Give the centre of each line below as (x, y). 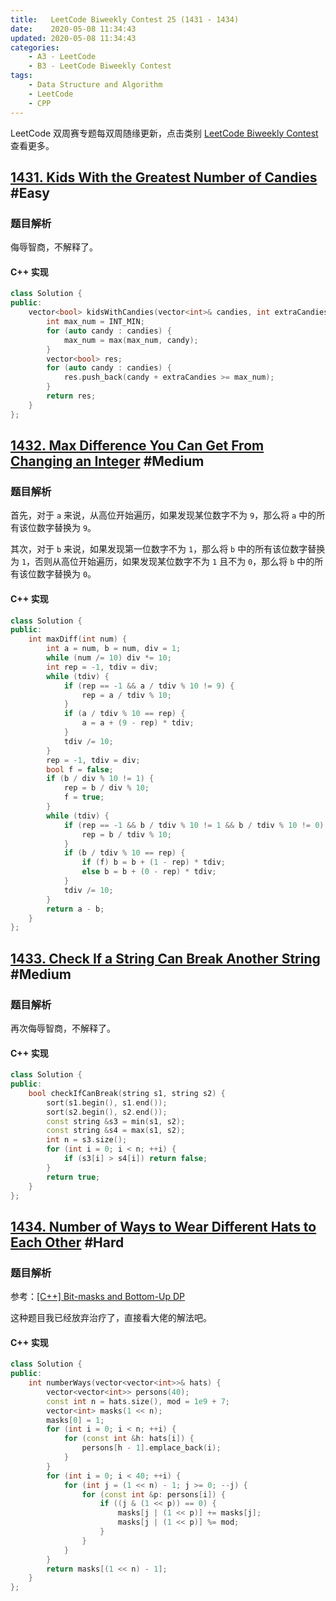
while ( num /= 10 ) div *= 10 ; (109, 658)
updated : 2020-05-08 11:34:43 (73, 38)
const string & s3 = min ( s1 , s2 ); (116, 1121)
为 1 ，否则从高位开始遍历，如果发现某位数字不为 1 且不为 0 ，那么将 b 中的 (162, 562)
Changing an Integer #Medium (107, 461)
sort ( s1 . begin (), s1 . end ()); (107, 1102)
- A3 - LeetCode (62, 57)
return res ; (71, 396)
